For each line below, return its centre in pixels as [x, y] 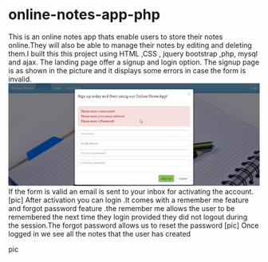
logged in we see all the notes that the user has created [100, 233]
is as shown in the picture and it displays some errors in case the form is [127, 70]
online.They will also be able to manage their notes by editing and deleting [130, 45]
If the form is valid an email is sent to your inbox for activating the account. [131, 191]
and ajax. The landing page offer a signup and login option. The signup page [134, 62]
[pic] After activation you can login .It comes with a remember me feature [128, 200]
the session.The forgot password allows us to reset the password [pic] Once [134, 225]
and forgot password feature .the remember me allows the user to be [122, 208]
